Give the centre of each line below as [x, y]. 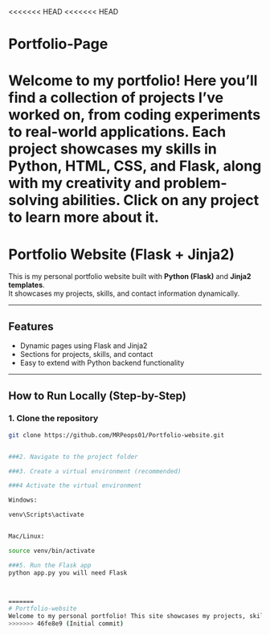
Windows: [23, 500]
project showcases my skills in [112, 149]
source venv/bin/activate [51, 551]
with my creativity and [84, 183]
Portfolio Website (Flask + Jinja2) [122, 254]
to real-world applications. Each [117, 132]
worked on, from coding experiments [135, 115]
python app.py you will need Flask [68, 573]
